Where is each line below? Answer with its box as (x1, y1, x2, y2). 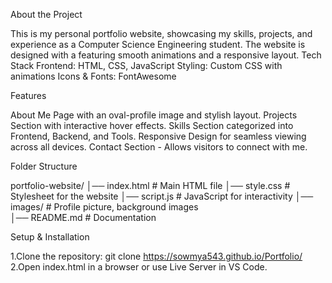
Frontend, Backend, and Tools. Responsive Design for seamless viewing (10, 130, 307, 142)
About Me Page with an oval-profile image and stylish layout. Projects (10, 109, 298, 121)
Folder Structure (10, 160, 78, 172)
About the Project (10, 9, 83, 20)
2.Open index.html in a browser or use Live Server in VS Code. (10, 261, 268, 273)
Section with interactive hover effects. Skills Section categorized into (10, 120, 294, 131)
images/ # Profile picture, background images (10, 201, 199, 213)
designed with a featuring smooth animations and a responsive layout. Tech (10, 49, 322, 61)
